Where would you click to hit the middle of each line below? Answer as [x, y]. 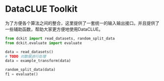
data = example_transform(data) [38, 61]
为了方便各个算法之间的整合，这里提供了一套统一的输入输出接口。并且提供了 [82, 23]
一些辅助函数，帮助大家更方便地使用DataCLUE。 [54, 29]
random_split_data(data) [30, 70]
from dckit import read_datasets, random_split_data [60, 38]
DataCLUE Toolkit [41, 9]
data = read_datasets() [29, 52]
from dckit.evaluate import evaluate [44, 43]
